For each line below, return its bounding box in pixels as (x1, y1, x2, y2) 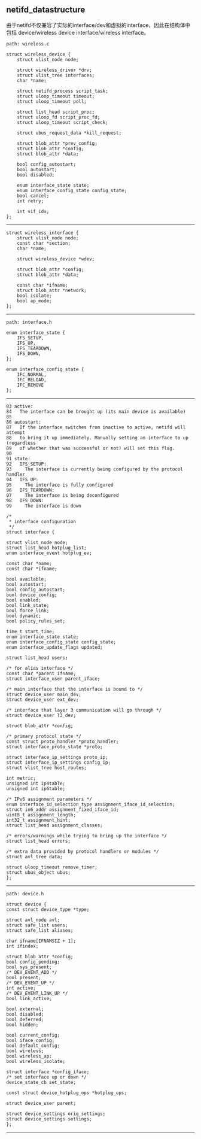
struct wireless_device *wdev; (17, 256, 95, 262)
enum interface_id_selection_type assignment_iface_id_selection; (6, 801, 175, 807)
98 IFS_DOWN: (6, 497, 44, 503)
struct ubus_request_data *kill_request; (17, 130, 121, 136)
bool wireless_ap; (6, 1053, 52, 1059)
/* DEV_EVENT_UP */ (6, 980, 55, 986)
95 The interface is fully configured (6, 482, 114, 488)
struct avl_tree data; (6, 854, 63, 859)
